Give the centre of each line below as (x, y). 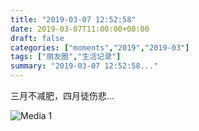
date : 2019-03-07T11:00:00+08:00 (80, 29)
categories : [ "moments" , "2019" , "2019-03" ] (100, 47)
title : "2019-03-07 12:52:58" (73, 19)
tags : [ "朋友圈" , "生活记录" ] (66, 57)
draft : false (37, 38)
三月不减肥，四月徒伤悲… (62, 95)
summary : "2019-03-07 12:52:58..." (84, 66)
